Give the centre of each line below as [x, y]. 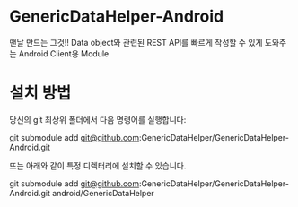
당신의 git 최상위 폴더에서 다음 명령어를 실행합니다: [98, 119]
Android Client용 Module [64, 53]
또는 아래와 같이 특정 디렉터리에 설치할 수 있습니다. [98, 165]
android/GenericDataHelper [103, 193]
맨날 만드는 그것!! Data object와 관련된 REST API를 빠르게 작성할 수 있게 [136, 42]
